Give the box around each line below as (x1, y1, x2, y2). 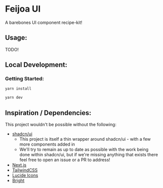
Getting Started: (5, 75, 44, 82)
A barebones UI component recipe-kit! (5, 19, 82, 25)
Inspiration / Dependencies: (5, 109, 92, 117)
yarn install (5, 86, 32, 91)
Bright (12, 178, 25, 183)
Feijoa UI (5, 3, 41, 15)
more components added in (19, 141, 75, 147)
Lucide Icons (12, 172, 38, 178)
